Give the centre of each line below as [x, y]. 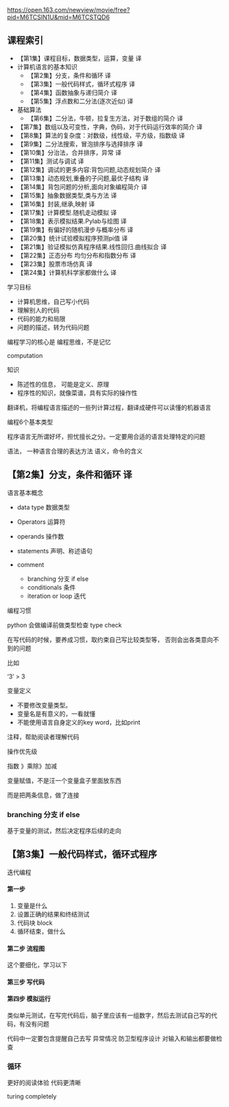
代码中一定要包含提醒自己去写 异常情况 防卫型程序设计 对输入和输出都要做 [112, 1038]
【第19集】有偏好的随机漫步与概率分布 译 [75, 230]
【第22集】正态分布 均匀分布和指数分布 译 [76, 255]
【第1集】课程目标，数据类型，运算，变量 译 [79, 58]
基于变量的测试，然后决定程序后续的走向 [64, 830]
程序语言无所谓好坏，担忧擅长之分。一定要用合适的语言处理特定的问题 [106, 436]
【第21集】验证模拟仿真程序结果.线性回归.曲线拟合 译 [92, 247]
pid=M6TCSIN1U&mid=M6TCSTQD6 [59, 17]
